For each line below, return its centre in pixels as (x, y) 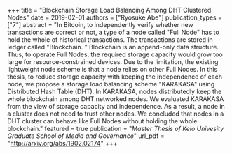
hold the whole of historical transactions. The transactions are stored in (110, 40)
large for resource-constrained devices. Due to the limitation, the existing (113, 62)
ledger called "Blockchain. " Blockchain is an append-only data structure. (113, 47)
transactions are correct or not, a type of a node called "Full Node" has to (113, 32)
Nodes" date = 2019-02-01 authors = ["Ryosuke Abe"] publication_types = (115, 17)
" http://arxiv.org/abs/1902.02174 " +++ (62, 143)
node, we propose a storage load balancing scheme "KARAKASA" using (111, 84)
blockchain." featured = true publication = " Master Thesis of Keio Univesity (116, 129)
